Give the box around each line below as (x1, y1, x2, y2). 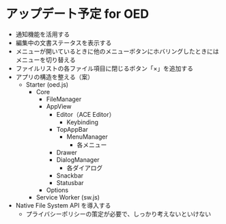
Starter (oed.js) (25, 80, 69, 89)
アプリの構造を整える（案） (15, 72, 94, 81)
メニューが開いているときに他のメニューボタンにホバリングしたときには (15, 47, 219, 55)
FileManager (46, 95, 82, 103)
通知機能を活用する (15, 30, 70, 38)
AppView (46, 102, 72, 110)
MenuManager (66, 132, 108, 141)
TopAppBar (56, 125, 89, 133)
